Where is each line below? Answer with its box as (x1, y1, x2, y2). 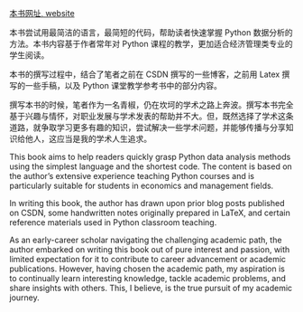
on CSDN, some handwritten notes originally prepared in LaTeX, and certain (9, 207, 290, 218)
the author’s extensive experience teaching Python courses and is (9, 171, 255, 181)
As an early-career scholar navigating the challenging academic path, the (9, 234, 282, 245)
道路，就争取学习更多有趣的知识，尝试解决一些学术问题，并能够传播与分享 (9, 122, 286, 133)
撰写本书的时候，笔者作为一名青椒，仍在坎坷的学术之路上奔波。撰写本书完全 (9, 99, 294, 110)
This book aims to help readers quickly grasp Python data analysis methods (9, 152, 291, 162)
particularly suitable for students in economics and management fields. (9, 180, 274, 191)
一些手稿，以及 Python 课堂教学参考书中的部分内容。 (24, 80, 223, 90)
